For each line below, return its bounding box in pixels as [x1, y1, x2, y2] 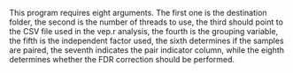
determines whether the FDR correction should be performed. [9, 55, 235, 64]
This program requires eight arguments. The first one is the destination [9, 8, 267, 18]
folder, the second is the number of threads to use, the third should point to [9, 17, 283, 27]
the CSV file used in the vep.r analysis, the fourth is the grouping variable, [9, 26, 279, 36]
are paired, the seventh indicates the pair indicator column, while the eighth [9, 45, 285, 55]
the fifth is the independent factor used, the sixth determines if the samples [9, 35, 285, 46]
